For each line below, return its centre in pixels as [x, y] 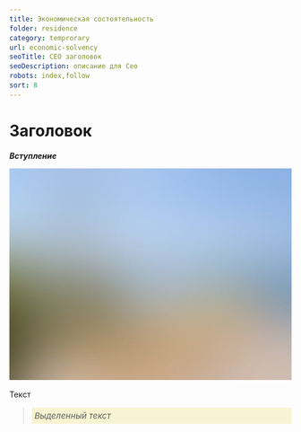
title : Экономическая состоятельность [82, 19]
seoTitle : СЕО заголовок [56, 57]
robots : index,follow [50, 76]
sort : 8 [24, 85]
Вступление [33, 155]
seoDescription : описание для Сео [74, 66]
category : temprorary [50, 38]
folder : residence [43, 28]
